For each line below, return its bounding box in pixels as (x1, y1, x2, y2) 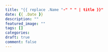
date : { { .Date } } (5, 12, 43, 17)
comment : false (5, 40, 37, 45)
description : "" (5, 16, 39, 21)
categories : (5, 30, 30, 35)
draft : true (5, 35, 30, 40)
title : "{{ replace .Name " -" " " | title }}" (5, 7, 104, 12)
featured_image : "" (5, 21, 46, 26)
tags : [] (5, 26, 23, 31)
